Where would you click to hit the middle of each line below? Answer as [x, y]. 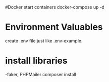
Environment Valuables [54, 27]
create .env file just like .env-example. [44, 41]
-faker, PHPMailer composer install [41, 74]
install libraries [36, 61]
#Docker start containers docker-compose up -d [55, 7]
